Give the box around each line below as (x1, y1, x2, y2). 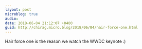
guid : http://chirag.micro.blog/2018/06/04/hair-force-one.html (5, 25, 138, 30)
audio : (5, 16, 18, 21)
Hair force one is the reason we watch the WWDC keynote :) (5, 38, 126, 44)
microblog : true (5, 12, 38, 16)
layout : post (5, 7, 32, 12)
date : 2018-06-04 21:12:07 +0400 (5, 20, 73, 26)
